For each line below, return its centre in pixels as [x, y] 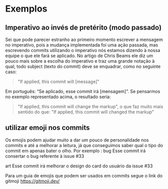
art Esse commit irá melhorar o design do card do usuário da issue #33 [79, 166]
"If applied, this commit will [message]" [59, 82]
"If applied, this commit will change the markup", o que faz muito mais [90, 106]
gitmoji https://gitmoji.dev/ [33, 181]
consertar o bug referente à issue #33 [45, 156]
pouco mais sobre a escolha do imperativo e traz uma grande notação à [80, 61]
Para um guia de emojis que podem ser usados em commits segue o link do [84, 175]
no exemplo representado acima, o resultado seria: [58, 97]
